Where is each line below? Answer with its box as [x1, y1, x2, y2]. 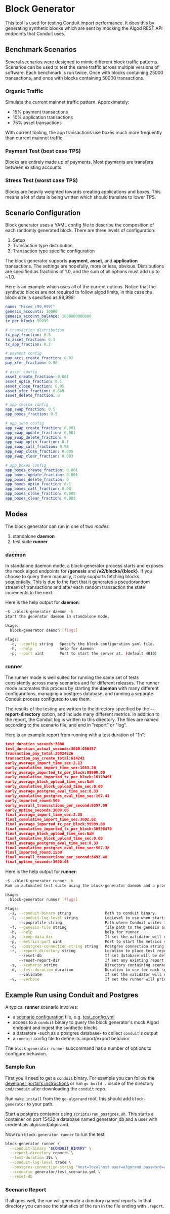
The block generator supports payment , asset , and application [5, 258, 138, 264]
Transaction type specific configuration [12, 248, 95, 254]
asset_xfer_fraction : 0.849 [5, 388, 65, 393]
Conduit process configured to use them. [5, 696, 91, 702]
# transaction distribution [5, 327, 65, 332]
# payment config [5, 351, 42, 356]
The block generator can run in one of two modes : [5, 523, 110, 529]
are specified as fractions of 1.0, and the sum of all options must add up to [5, 269, 160, 275]
